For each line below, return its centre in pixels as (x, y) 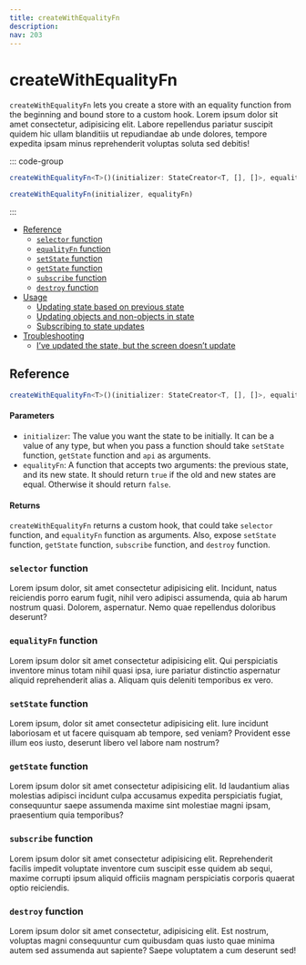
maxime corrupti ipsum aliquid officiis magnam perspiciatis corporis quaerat (152, 878)
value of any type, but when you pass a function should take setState (153, 445)
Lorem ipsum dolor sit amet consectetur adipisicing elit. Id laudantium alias (149, 786)
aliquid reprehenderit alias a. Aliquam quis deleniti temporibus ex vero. (142, 680)
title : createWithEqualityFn (65, 18)
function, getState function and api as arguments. (117, 455)
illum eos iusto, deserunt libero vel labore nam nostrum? (115, 743)
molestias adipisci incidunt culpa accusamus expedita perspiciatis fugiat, (146, 796)
